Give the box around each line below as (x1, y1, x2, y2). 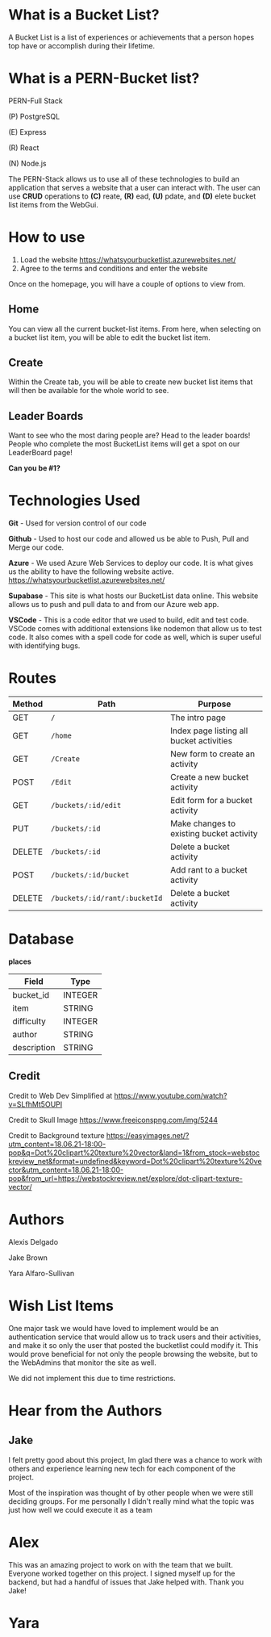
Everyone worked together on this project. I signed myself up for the (8, 1568, 236, 1578)
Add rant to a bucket (170, 865, 248, 876)
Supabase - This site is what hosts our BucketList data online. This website (8, 591, 259, 601)
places (8, 957, 32, 966)
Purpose (197, 698, 231, 710)
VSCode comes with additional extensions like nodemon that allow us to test (8, 624, 262, 634)
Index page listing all (170, 725, 248, 736)
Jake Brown (8, 1253, 48, 1262)
